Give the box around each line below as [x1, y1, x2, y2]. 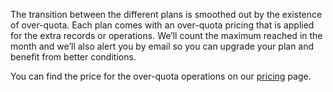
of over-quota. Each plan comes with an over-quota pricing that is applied [10, 19, 315, 31]
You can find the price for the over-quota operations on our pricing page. [10, 70, 312, 82]
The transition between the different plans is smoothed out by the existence [10, 9, 323, 20]
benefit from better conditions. [10, 51, 137, 63]
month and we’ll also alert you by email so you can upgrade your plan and [10, 40, 315, 52]
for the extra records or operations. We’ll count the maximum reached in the [10, 30, 323, 41]
